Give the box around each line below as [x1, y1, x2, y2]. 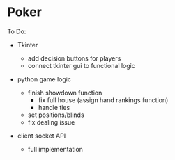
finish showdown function [27, 88, 102, 97]
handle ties [38, 103, 70, 111]
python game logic [17, 74, 72, 83]
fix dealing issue [27, 118, 75, 126]
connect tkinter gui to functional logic [27, 61, 136, 70]
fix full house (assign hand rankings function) [38, 95, 169, 104]
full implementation [27, 145, 84, 153]
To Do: [7, 27, 26, 35]
